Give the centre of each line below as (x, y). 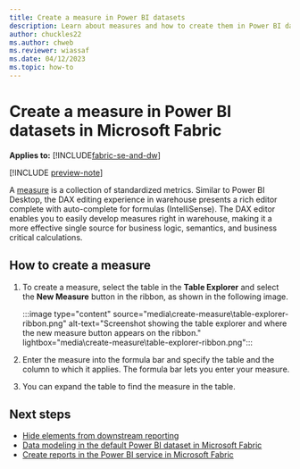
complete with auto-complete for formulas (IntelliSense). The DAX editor (142, 209)
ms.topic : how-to (42, 68)
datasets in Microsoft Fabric (116, 131)
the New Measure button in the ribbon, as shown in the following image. (155, 297)
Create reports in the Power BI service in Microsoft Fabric (128, 455)
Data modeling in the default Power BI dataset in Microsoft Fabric (142, 445)
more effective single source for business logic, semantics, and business (143, 228)
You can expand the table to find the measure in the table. (129, 386)
